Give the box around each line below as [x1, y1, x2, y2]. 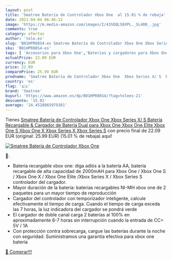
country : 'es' [5, 79, 36, 84]
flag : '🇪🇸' [5, 83, 31, 89]
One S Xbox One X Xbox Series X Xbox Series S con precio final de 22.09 [5, 127, 161, 134]
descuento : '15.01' [5, 98, 47, 103]
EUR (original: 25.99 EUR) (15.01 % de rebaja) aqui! [5, 133, 113, 139]
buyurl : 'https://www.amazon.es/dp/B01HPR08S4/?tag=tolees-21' [5, 93, 143, 98]
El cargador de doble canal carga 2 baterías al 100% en [12, 212, 130, 218]
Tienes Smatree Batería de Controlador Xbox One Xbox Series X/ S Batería [5, 117, 163, 123]
